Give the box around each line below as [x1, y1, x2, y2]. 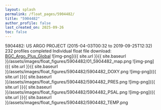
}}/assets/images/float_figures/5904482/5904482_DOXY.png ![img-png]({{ [5, 69, 157, 74]
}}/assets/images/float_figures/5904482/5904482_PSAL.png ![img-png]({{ [5, 89, 155, 95]
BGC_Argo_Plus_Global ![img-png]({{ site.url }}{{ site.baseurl [5, 53, 126, 59]
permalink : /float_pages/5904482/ [5, 12, 75, 16]
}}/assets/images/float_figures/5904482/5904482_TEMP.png [5, 100, 129, 105]
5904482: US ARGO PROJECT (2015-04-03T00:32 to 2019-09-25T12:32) [5, 43, 153, 48]
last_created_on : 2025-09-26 [5, 25, 64, 30]
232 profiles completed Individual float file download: [5, 48, 112, 54]
